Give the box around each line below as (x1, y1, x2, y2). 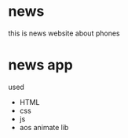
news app (8, 56, 73, 74)
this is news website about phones (8, 28, 120, 38)
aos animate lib (19, 122, 69, 132)
